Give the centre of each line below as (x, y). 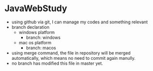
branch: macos (41, 48)
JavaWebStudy (36, 9)
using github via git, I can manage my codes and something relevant (80, 22)
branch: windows (43, 37)
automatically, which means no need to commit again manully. (74, 58)
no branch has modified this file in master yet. (57, 63)
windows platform (37, 32)
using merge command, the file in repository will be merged (71, 53)
